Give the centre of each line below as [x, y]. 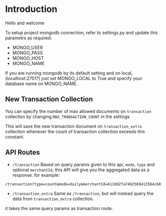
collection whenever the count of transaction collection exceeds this [75, 131]
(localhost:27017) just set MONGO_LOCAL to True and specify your [74, 78]
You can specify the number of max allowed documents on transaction [78, 111]
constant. [15, 137]
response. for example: [36, 175]
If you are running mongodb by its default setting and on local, [69, 73]
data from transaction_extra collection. [53, 199]
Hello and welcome [25, 23]
